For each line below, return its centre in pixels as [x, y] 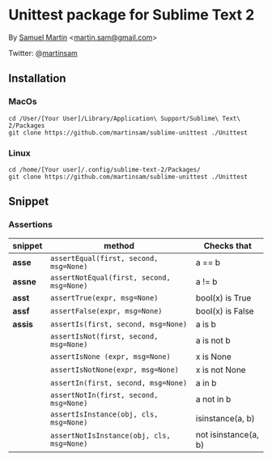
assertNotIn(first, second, [104, 395]
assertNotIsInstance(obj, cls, [110, 435]
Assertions [30, 224]
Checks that [228, 245]
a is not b [213, 340]
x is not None [221, 369]
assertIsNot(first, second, [104, 336]
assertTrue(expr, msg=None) [104, 298]
